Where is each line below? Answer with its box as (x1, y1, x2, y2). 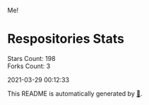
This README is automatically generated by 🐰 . (7, 89, 143, 98)
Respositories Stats (7, 31, 125, 47)
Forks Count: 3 (7, 62, 51, 70)
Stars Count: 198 (7, 54, 56, 62)
